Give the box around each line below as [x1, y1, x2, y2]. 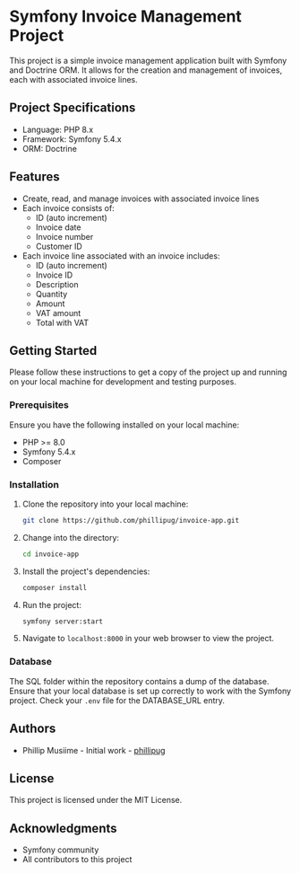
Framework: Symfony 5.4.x [21, 133, 123, 145]
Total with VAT [35, 317, 90, 328]
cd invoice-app [21, 550, 80, 559]
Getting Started [9, 343, 98, 358]
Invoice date [35, 222, 81, 233]
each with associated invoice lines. [9, 74, 138, 84]
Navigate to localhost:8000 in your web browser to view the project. [21, 633, 275, 644]
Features [9, 169, 60, 185]
